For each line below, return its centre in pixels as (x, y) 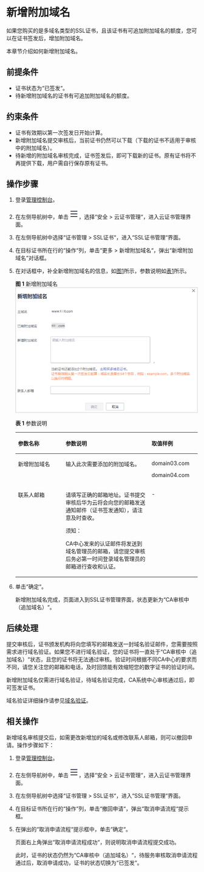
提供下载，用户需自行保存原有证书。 (66, 163)
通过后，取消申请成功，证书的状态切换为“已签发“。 (79, 862)
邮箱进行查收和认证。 (93, 567)
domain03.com (171, 463)
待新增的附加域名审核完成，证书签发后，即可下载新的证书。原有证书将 (103, 155)
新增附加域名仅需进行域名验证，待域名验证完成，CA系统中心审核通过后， (98, 679)
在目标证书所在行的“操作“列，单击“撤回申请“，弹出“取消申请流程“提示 (102, 809)
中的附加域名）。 (35, 147)
